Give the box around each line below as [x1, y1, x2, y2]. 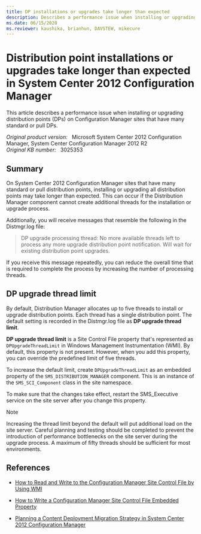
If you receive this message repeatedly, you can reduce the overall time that [6, 259, 193, 266]
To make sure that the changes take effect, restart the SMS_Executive [6, 390, 178, 398]
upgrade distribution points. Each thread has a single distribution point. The [6, 311, 193, 318]
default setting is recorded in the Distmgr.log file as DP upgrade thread [6, 317, 181, 324]
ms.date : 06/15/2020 [6, 20, 58, 26]
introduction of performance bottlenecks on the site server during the [6, 432, 178, 440]
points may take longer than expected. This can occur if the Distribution [6, 192, 183, 199]
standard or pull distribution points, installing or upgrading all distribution [6, 186, 185, 193]
